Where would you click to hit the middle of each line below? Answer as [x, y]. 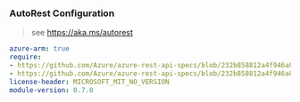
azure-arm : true [39, 49]
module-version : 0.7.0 [51, 90]
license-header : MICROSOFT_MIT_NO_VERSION [89, 82]
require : [25, 57]
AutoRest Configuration [62, 13]
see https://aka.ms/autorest [82, 33]
